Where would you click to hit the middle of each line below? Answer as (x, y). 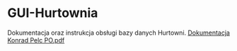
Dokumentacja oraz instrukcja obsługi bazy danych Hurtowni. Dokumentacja (118, 33)
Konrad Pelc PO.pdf (36, 40)
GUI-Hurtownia (53, 13)
